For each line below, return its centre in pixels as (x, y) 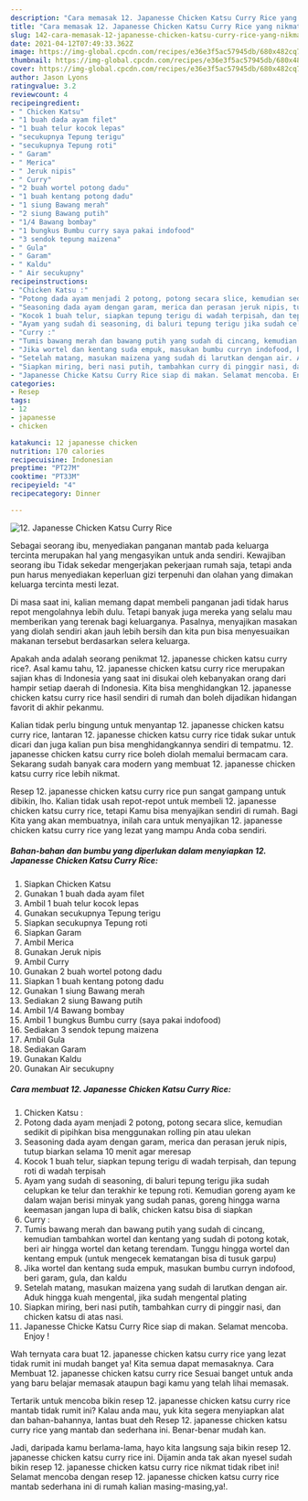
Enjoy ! (36, 1335)
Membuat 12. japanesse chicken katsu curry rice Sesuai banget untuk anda (152, 1373)
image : (23, 52)
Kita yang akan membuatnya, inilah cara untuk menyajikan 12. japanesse (146, 820)
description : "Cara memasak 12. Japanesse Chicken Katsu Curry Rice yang (154, 18)
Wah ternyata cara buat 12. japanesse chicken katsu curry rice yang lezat (148, 1354)
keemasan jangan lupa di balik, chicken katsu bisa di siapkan (138, 1209)
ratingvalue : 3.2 (43, 86)
